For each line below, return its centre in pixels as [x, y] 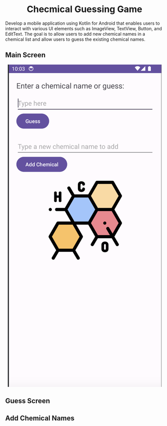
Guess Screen [28, 401]
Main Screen [25, 55]
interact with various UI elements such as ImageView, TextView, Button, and [83, 28]
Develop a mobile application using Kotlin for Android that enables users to [82, 23]
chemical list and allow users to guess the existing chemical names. [75, 39]
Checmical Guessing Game [85, 9]
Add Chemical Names [40, 418]
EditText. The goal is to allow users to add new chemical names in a [75, 34]
